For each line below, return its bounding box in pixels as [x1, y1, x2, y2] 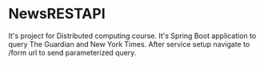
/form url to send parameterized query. [8, 48, 137, 57]
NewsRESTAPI [8, 5, 106, 23]
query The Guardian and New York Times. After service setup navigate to [8, 39, 250, 48]
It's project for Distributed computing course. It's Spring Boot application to [8, 31, 257, 40]
